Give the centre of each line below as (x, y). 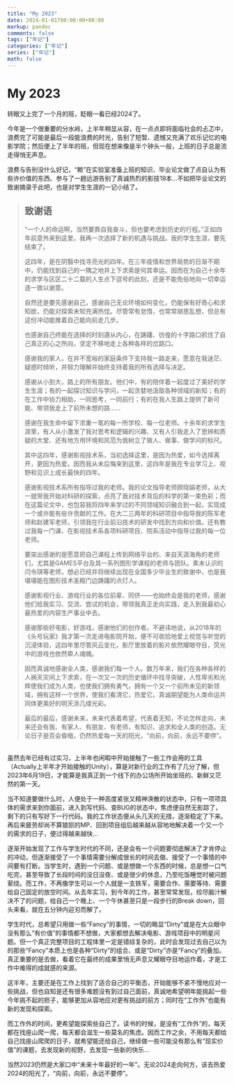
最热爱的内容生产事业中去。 (64, 612)
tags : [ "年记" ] (28, 40)
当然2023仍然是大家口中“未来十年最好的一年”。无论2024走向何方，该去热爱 (117, 1064)
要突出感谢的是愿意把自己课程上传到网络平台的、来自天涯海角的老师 (122, 554)
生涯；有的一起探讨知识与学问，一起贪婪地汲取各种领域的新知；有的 (128, 390)
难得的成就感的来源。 (50, 968)
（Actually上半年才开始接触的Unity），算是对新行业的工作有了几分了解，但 (113, 766)
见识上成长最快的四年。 (70, 472)
